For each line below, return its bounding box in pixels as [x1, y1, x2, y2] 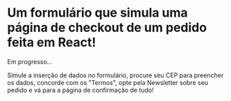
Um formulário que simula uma [7, 5, 189, 21]
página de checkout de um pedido [7, 20, 207, 36]
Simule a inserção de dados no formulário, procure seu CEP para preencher [7, 71, 224, 79]
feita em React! [7, 35, 96, 50]
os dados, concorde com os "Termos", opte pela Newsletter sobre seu [7, 78, 209, 86]
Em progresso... [7, 57, 53, 65]
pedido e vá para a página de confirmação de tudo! [7, 86, 154, 94]
